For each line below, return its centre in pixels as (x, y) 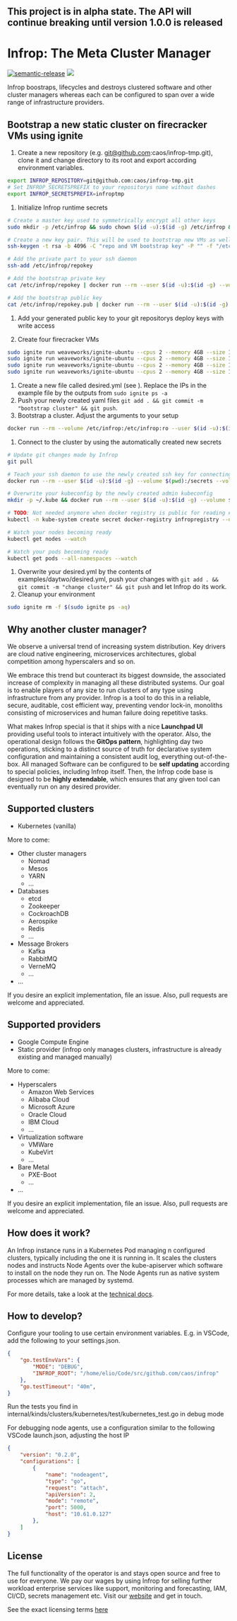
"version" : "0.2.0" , (50, 1455)
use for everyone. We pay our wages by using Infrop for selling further (110, 1581)
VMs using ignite (45, 136)
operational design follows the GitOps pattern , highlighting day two (105, 742)
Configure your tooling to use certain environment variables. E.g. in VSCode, (118, 1333)
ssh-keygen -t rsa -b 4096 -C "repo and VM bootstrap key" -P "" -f (110, 246)
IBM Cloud (43, 1122)
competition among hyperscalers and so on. (71, 662)
